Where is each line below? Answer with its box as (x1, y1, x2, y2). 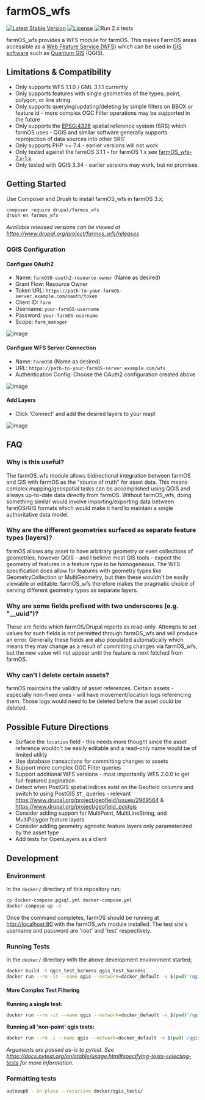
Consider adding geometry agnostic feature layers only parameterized (15, 823, 192, 830)
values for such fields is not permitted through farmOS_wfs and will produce (6, 630, 198, 637)
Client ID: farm (15, 299, 51, 306)
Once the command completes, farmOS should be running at (6, 914, 160, 921)
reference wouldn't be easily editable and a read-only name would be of (15, 745, 197, 752)
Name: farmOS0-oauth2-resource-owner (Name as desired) (15, 274, 160, 282)
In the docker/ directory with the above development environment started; (6, 956, 192, 963)
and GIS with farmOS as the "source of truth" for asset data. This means (6, 478, 188, 486)
